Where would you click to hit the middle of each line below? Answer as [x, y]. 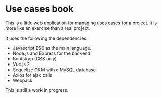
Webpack [23, 80]
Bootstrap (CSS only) [35, 58]
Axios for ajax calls [32, 75]
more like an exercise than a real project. [48, 28]
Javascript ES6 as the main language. [52, 48]
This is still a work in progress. [37, 90]
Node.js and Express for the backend [51, 53]
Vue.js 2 [21, 64]
